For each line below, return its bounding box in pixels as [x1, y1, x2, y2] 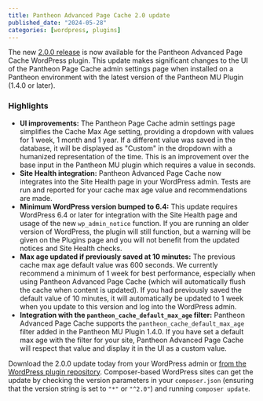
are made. [19, 193, 53, 202]
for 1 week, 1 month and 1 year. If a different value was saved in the [19, 135, 236, 144]
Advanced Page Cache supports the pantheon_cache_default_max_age [19, 319, 245, 328]
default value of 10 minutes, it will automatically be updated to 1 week [19, 293, 244, 303]
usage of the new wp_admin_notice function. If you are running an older [19, 218, 249, 228]
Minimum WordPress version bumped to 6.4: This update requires [19, 202, 238, 211]
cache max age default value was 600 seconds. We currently [19, 260, 218, 269]
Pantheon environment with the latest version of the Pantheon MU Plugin [8, 72, 243, 82]
